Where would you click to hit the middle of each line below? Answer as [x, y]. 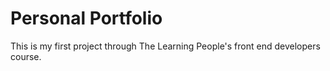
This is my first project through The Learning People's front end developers [165, 46]
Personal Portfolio [86, 18]
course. [26, 56]
